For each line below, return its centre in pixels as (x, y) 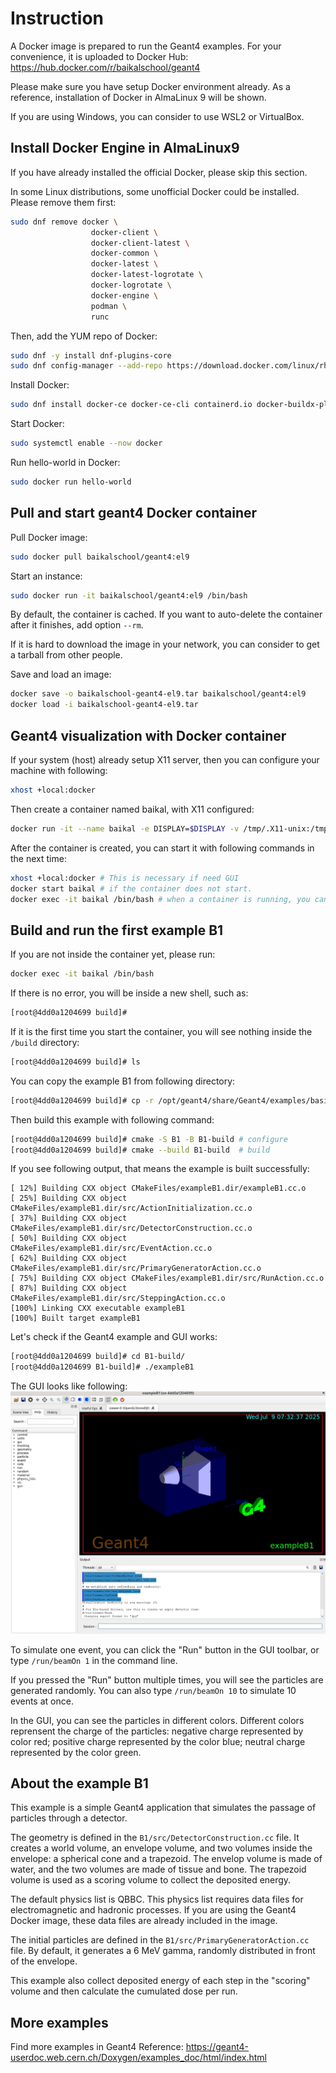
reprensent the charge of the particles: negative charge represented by (157, 1731)
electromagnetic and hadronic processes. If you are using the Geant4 (153, 1910)
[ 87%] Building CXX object (69, 1288)
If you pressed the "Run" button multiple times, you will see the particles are (167, 1679)
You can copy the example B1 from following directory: (123, 1081)
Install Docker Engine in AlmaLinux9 (125, 148)
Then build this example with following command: (112, 1119)
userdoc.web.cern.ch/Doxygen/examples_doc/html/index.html (138, 2058)
